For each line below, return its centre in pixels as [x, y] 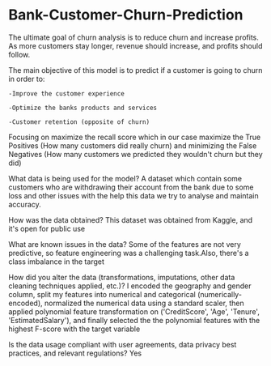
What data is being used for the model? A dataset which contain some [125, 178]
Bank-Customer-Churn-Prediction [126, 15]
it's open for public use [47, 228]
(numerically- [220, 294]
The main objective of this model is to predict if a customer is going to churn [135, 70]
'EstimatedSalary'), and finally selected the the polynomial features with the [134, 320]
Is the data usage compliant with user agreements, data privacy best [123, 344]
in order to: [27, 79]
